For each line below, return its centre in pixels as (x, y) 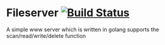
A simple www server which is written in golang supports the (83, 29)
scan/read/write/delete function (46, 35)
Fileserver (33, 13)
